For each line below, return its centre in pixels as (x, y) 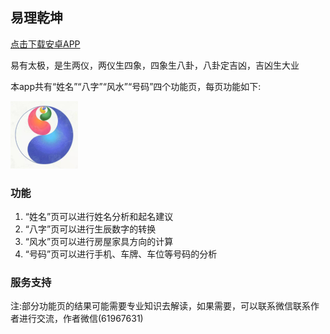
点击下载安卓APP (45, 44)
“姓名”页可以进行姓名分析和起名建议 (99, 217)
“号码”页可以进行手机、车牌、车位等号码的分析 (121, 254)
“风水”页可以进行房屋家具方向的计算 (99, 242)
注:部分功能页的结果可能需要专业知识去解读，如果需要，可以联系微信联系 (161, 306)
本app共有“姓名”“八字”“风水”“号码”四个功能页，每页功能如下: (136, 86)
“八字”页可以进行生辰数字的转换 (90, 229)
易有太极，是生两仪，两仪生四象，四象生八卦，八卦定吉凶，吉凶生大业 (155, 65)
